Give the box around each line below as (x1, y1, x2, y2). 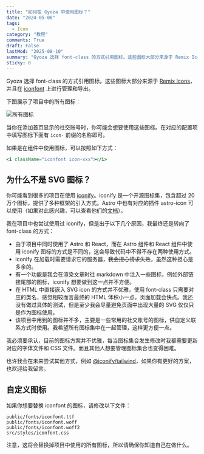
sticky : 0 (6, 60, 32, 66)
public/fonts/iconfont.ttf (6, 414, 75, 420)
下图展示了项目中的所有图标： (6, 98, 81, 105)
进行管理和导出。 (50, 84, 94, 92)
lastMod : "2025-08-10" (6, 49, 64, 55)
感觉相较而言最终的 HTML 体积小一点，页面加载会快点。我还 (41, 294, 193, 301)
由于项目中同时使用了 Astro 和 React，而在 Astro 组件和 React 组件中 (15, 241, 188, 248)
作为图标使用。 (20, 309, 58, 316)
